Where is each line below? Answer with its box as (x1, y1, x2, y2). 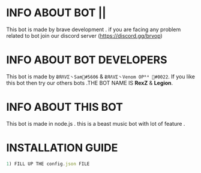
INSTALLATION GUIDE (6, 141, 118, 154)
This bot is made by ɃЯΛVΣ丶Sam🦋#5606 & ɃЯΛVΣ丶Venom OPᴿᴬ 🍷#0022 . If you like (6, 72, 195, 80)
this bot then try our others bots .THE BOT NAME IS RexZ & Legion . (6, 79, 173, 86)
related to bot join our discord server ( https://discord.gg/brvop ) (6, 32, 163, 39)
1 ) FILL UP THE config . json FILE (6, 160, 90, 167)
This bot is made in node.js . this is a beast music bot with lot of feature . (6, 120, 185, 127)
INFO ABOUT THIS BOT (6, 101, 123, 114)
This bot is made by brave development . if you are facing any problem (6, 26, 181, 33)
